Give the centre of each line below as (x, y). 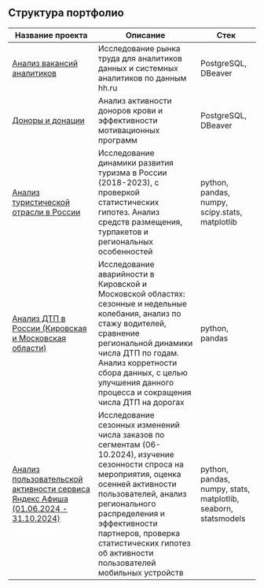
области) (29, 348)
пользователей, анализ (142, 493)
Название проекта (51, 35)
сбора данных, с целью (143, 372)
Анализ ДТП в (39, 318)
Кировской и (123, 284)
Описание (145, 35)
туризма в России (132, 173)
